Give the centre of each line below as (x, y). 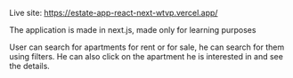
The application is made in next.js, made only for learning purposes (133, 30)
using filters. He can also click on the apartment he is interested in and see (146, 56)
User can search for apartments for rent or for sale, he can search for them (147, 47)
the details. (30, 66)
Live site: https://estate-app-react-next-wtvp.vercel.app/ (114, 13)
